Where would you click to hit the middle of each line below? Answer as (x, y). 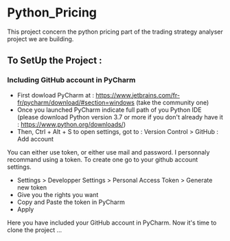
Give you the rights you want (58, 194)
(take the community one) (173, 102)
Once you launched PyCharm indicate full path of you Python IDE (109, 110)
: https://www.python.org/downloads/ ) (71, 124)
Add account (35, 139)
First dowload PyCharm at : (56, 95)
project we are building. (41, 38)
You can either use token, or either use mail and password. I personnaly (108, 152)
